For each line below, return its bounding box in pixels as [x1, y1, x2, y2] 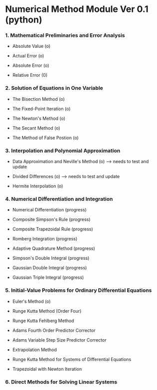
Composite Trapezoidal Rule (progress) [12, 226, 93, 232]
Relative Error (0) [12, 72, 48, 78]
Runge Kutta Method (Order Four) [12, 308, 82, 314]
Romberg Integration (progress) [12, 236, 78, 242]
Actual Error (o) [12, 53, 44, 59]
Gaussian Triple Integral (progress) [12, 274, 84, 280]
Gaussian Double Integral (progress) [12, 265, 87, 271]
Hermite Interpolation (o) [12, 183, 63, 189]
